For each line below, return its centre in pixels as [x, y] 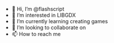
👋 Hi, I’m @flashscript [38, 9]
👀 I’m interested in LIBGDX [44, 15]
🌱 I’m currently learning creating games [60, 21]
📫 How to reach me [36, 34]
